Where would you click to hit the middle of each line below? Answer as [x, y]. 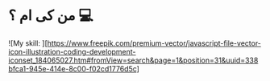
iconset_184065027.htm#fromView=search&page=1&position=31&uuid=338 [133, 60]
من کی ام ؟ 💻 [51, 16]
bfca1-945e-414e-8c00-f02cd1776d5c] [74, 68]
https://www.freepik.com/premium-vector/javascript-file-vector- [154, 43]
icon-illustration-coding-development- [72, 51]
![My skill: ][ [28, 43]
